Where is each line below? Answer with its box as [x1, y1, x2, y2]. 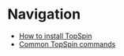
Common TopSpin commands [18, 39, 116, 48]
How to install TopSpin [18, 31, 92, 40]
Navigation [7, 5, 81, 23]
